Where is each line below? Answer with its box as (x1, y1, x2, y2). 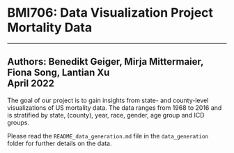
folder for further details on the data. (7, 139, 112, 147)
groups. (7, 118, 30, 127)
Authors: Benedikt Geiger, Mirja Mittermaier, (7, 56, 204, 67)
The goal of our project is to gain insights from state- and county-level (7, 96, 209, 104)
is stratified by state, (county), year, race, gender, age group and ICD (7, 111, 205, 119)
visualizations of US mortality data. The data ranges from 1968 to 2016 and (7, 103, 222, 112)
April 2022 (7, 78, 54, 90)
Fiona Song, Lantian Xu (7, 67, 110, 79)
